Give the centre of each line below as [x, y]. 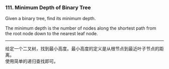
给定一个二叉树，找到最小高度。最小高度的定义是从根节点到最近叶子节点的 [82, 49]
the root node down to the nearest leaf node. [52, 34]
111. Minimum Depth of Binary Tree [48, 8]
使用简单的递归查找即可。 [32, 61]
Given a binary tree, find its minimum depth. [51, 19]
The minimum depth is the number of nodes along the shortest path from [81, 28]
